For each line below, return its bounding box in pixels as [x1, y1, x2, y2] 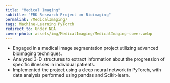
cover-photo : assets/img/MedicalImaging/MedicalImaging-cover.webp [5, 31, 153, 36]
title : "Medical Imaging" [5, 7, 60, 13]
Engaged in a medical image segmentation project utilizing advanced [12, 45, 159, 51]
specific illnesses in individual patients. [12, 62, 96, 67]
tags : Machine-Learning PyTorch [5, 21, 74, 27]
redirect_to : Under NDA [5, 26, 56, 32]
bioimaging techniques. [12, 50, 62, 57]
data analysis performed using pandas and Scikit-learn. [12, 72, 130, 78]
